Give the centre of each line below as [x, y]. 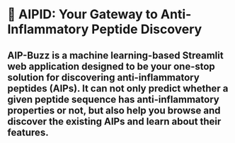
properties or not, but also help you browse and [114, 110]
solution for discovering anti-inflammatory [103, 77]
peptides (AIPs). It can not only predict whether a [118, 88]
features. [28, 132]
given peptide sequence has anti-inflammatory [113, 99]
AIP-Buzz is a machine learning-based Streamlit [116, 55]
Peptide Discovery [147, 29]
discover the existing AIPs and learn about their [114, 122]
